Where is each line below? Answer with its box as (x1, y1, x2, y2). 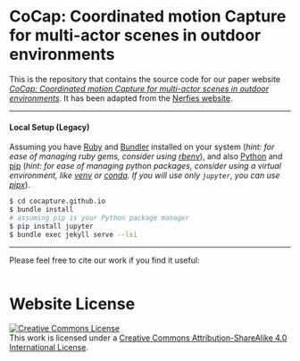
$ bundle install (9, 206, 74, 214)
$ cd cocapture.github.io (9, 197, 105, 206)
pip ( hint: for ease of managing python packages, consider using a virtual (9, 161, 281, 172)
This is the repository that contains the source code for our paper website (9, 73, 281, 84)
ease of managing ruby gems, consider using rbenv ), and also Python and (9, 151, 283, 162)
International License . (9, 342, 89, 353)
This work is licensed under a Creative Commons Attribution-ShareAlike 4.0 (9, 332, 287, 343)
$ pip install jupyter (9, 222, 94, 231)
